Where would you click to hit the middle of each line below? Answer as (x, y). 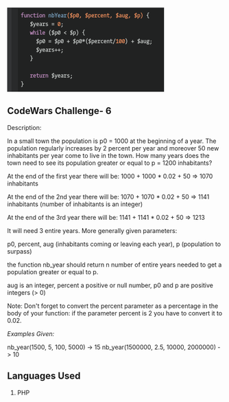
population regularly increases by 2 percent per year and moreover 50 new (113, 148)
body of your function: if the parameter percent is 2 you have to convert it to (115, 313)
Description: (24, 127)
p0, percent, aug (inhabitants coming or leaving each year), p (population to (114, 244)
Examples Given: (31, 333)
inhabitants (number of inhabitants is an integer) (75, 204)
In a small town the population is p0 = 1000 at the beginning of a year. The (112, 141)
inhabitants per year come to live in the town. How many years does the (108, 155)
